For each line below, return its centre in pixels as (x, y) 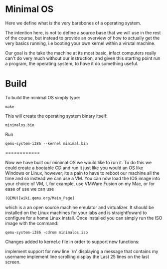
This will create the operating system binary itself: (57, 116)
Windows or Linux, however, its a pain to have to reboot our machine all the (82, 173)
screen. (13, 262)
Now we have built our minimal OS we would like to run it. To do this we (79, 162)
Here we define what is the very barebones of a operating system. (73, 23)
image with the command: (32, 223)
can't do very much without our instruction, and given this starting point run (83, 58)
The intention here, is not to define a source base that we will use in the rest (83, 32)
